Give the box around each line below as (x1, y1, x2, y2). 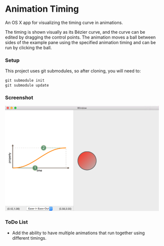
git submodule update (5, 83, 49, 88)
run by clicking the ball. (5, 45, 52, 50)
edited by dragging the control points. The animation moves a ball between (5, 34, 156, 40)
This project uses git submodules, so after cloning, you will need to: (5, 68, 141, 74)
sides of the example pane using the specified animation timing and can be (5, 39, 156, 45)
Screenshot (5, 94, 33, 101)
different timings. (12, 235, 47, 241)
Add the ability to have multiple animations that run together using (12, 230, 145, 236)
